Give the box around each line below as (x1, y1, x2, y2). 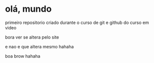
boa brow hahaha (5, 53, 41, 59)
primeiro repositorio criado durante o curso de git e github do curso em (5, 20, 149, 25)
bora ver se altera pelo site (5, 34, 59, 40)
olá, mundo (5, 3, 52, 15)
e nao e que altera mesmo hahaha (5, 43, 74, 49)
